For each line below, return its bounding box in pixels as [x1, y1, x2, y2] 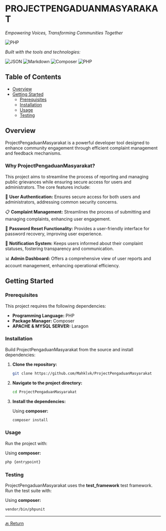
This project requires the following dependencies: [5, 303, 106, 309]
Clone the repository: [12, 361, 57, 367]
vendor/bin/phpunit [5, 507, 45, 512]
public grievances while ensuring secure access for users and [5, 179, 132, 185]
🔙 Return [5, 520, 24, 526]
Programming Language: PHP [12, 312, 75, 319]
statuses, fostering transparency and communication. [5, 245, 114, 251]
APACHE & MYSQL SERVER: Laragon [12, 323, 89, 329]
